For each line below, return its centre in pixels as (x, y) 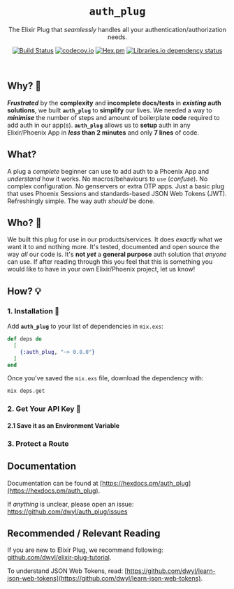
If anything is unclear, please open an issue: (71, 504)
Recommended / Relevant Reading (84, 533)
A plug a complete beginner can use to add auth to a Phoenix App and (108, 171)
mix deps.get (26, 391)
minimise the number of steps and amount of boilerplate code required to (114, 117)
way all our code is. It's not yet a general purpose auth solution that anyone (117, 254)
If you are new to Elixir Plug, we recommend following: (86, 550)
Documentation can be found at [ (55, 483)
